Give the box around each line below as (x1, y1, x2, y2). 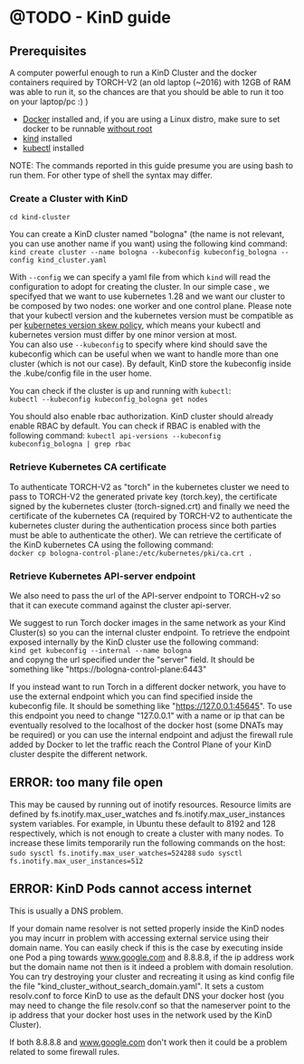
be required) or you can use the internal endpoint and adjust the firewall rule (9, 729, 294, 740)
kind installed (22, 133, 72, 143)
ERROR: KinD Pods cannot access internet (9, 881, 252, 896)
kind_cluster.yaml (37, 256, 107, 265)
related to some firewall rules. (9, 1046, 120, 1057)
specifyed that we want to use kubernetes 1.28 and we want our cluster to (9, 291, 286, 302)
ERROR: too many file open (9, 775, 164, 791)
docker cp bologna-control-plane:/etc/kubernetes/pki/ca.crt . (9, 549, 253, 558)
